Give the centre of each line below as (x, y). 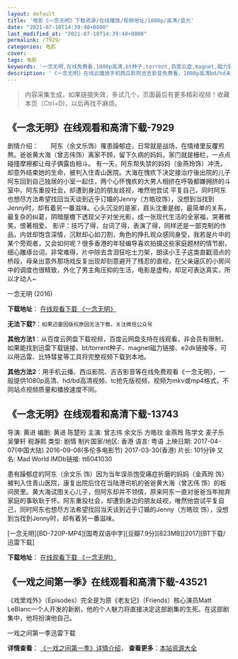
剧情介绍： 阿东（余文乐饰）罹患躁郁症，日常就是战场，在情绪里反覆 (113, 146)
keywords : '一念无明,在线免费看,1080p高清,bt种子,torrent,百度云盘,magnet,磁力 (118, 67)
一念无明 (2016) (30, 294)
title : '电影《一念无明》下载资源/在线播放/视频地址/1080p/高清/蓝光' (101, 21)
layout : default (31, 14)
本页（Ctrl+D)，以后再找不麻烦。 (73, 103)
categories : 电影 (32, 47)
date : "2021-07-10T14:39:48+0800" (58, 27)
